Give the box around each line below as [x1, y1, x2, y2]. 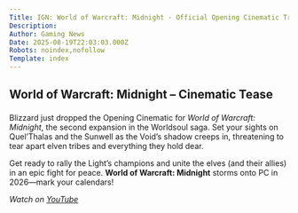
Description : [9, 21, 58, 30]
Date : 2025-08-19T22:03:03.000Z [9, 37, 129, 47]
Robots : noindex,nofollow [9, 46, 105, 55]
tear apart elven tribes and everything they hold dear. [9, 141, 204, 152]
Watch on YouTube [9, 194, 79, 205]
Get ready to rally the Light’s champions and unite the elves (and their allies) [9, 158, 287, 169]
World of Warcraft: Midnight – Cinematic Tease [9, 87, 273, 102]
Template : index [9, 54, 69, 63]
